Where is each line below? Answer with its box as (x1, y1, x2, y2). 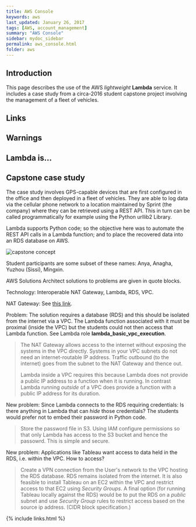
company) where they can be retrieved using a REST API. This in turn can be (6, 207, 190, 214)
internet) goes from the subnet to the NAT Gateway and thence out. (20, 360, 183, 367)
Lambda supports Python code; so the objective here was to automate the (6, 225, 184, 232)
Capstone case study (6, 173, 86, 183)
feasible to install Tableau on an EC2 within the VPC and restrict (20, 478, 174, 485)
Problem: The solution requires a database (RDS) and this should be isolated (6, 311, 190, 318)
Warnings (6, 133, 43, 143)
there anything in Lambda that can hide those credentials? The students (6, 407, 179, 414)
